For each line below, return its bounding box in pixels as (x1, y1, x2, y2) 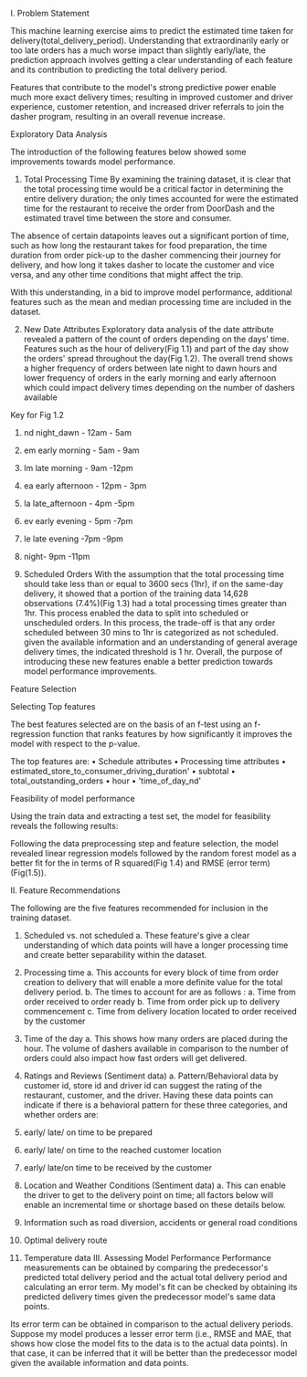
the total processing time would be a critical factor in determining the (23, 184, 284, 194)
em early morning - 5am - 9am (23, 445, 140, 456)
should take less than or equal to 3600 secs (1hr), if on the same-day (23, 579, 284, 589)
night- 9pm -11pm (23, 552, 90, 562)
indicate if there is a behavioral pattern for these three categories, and (23, 1099, 289, 1110)
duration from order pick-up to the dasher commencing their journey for (10, 250, 281, 260)
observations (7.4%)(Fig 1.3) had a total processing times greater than (23, 598, 287, 608)
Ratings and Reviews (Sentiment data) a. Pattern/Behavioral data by (23, 1070, 279, 1081)
